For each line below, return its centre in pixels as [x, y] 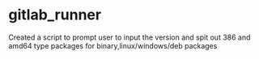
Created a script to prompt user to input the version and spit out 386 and [129, 37]
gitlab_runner [55, 15]
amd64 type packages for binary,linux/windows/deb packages [113, 45]
